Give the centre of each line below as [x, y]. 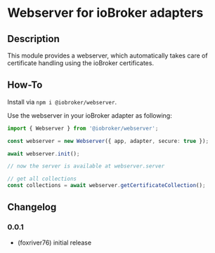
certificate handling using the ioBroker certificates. [81, 63]
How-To [25, 85]
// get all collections [42, 179]
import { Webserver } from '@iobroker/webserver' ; [83, 128]
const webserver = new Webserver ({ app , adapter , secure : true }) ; [108, 141]
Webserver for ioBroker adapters [105, 13]
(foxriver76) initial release [54, 242]
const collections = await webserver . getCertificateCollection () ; [106, 186]
